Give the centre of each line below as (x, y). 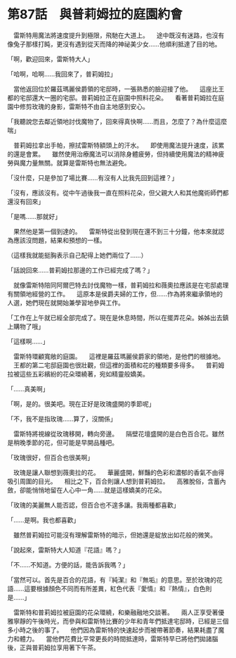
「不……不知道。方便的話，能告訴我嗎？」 (68, 564)
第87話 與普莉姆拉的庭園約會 (95, 14)
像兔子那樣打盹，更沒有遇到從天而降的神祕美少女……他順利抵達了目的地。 (114, 44)
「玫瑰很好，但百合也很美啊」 (50, 457)
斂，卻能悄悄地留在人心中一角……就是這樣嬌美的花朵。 (87, 490)
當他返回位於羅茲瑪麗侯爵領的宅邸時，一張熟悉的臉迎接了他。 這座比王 (119, 89)
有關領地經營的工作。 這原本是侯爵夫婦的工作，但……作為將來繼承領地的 (115, 293)
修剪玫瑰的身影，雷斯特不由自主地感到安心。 (84, 106)
